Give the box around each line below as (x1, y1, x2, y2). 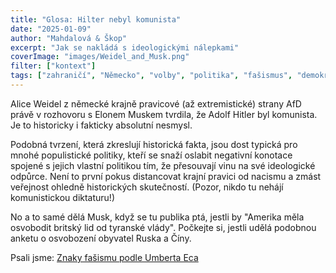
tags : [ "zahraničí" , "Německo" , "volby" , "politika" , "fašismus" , (10, 71, 293, 81)
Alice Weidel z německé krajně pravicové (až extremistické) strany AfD (10, 97, 302, 110)
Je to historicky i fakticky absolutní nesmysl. (10, 119, 193, 131)
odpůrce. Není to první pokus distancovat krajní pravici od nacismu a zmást (10, 170, 322, 182)
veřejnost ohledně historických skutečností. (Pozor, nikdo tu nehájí (10, 181, 284, 193)
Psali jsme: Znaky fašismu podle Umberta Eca (10, 251, 199, 263)
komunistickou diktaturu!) (10, 191, 116, 203)
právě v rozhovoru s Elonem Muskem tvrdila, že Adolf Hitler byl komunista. (10, 108, 318, 120)
